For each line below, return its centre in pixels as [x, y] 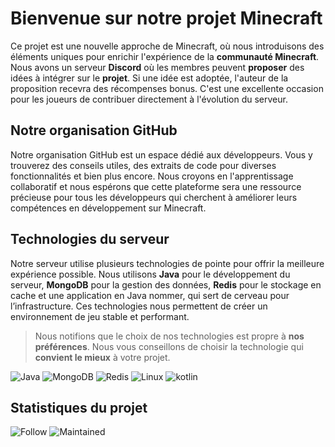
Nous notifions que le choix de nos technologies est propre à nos [169, 336]
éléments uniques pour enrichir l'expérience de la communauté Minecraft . [165, 56]
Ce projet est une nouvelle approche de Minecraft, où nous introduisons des [167, 46]
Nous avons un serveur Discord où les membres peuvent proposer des [157, 67]
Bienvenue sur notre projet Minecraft [166, 18]
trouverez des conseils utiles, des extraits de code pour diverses [143, 165]
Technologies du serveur [90, 239]
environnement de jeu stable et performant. [100, 316]
